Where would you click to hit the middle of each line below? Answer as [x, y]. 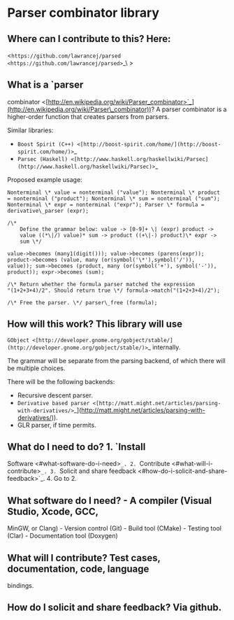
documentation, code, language [78, 569]
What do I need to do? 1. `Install [76, 447]
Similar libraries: [30, 130]
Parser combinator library [83, 13]
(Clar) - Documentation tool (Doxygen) [63, 536]
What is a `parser [45, 85]
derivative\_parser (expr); [48, 211]
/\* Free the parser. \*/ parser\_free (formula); [82, 302]
